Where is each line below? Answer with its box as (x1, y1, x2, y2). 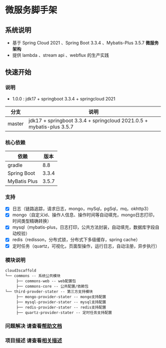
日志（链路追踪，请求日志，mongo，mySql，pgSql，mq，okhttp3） (12, 206, 152, 212)
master (7, 120, 24, 127)
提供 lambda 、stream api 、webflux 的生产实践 (12, 52, 109, 58)
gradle (7, 161, 23, 168)
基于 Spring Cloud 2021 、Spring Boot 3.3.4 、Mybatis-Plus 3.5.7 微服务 (12, 40, 159, 46)
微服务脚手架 (5, 4, 58, 16)
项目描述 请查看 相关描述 (5, 337, 62, 344)
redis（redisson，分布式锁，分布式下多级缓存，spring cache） (12, 237, 140, 243)
